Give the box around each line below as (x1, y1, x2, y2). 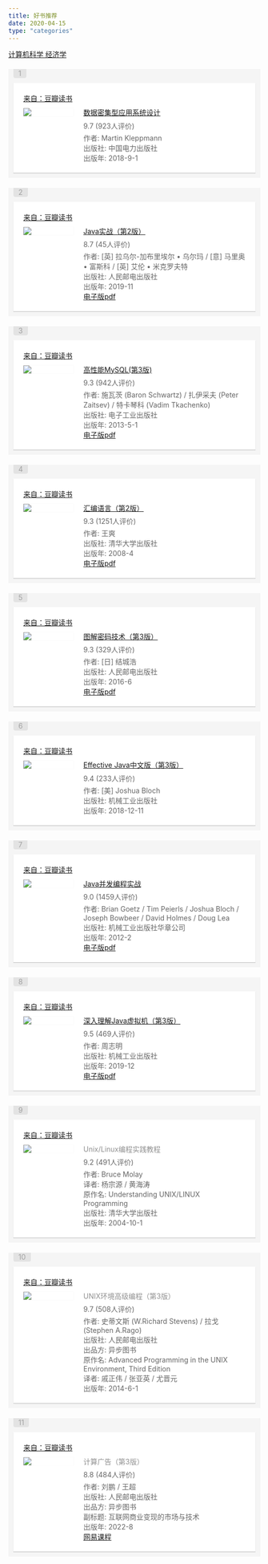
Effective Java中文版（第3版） (83, 760, 184, 770)
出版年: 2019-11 (83, 282, 134, 291)
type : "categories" (8, 26, 74, 35)
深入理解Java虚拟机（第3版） (83, 1016, 181, 1026)
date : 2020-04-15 (8, 19, 66, 27)
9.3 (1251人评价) (83, 517, 137, 526)
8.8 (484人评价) (83, 1470, 136, 1480)
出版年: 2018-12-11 (83, 806, 144, 815)
